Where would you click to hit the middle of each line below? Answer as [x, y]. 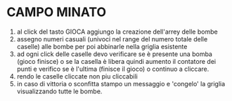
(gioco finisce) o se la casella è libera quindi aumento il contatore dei [116, 61]
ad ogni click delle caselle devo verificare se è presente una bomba [114, 54]
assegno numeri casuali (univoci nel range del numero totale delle [112, 39]
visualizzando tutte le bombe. [59, 91]
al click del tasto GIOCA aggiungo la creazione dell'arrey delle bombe [117, 32]
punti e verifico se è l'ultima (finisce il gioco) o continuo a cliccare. [113, 69]
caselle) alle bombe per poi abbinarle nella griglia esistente [102, 46]
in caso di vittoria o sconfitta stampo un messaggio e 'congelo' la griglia [121, 83]
